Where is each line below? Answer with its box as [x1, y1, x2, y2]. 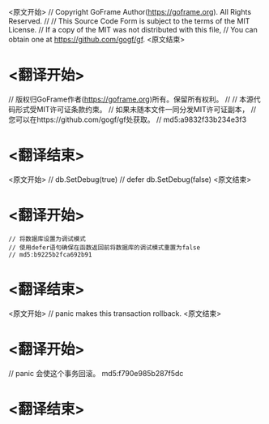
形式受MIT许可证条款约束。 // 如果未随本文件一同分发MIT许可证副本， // [15, 104, 257, 114]
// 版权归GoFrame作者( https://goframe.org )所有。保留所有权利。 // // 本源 [8, 94, 254, 104]
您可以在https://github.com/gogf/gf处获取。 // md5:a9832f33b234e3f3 [8, 115, 247, 124]
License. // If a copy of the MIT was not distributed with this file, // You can [8, 25, 258, 34]
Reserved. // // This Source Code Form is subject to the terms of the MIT [8, 16, 250, 26]
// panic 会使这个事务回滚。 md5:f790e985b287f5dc [8, 368, 184, 378]
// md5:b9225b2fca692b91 [8, 250, 92, 258]
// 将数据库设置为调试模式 [8, 235, 87, 243]
